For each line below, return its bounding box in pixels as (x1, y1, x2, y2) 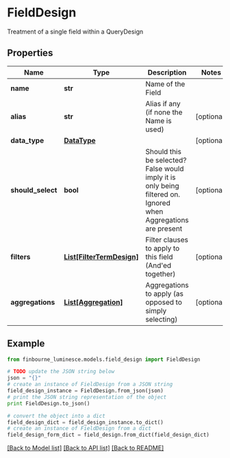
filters (10, 252, 31, 262)
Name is (145, 116, 172, 125)
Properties (7, 47, 53, 59)
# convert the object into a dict (7, 412, 106, 419)
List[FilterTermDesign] (64, 252, 139, 262)
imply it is (145, 173, 176, 182)
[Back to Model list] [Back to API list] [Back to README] (7, 444, 164, 453)
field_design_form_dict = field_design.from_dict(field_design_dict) (7, 431, 210, 439)
